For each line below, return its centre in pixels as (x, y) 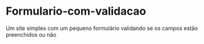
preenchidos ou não (31, 34)
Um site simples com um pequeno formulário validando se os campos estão (102, 28)
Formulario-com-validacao (76, 11)
